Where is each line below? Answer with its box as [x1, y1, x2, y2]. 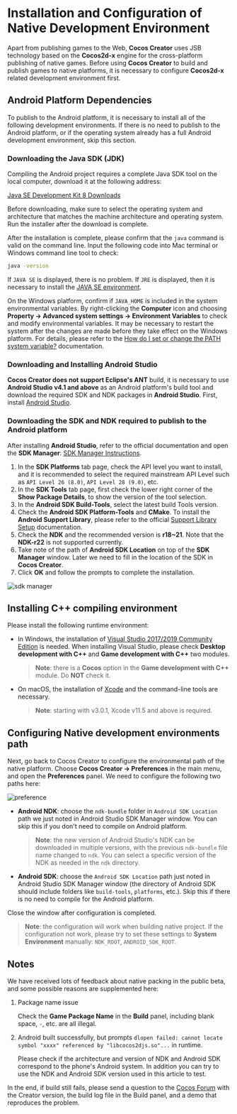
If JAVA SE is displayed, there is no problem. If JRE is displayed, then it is [7, 275, 216, 283]
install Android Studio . [7, 398, 72, 407]
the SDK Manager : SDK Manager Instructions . [7, 449, 142, 457]
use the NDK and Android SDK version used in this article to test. [17, 1069, 207, 1078]
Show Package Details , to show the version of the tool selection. [17, 492, 207, 501]
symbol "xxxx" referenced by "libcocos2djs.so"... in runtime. [17, 1040, 203, 1049]
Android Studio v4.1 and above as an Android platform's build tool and [7, 383, 214, 392]
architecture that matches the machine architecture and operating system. [7, 212, 224, 221]
